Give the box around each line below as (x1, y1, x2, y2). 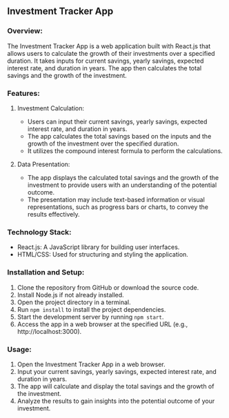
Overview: (7, 26, 43, 36)
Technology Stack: (7, 227, 72, 237)
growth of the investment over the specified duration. (27, 139, 179, 148)
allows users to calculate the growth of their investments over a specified (7, 49, 215, 57)
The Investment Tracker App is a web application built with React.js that (7, 41, 211, 50)
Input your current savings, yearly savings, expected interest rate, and (17, 367, 217, 375)
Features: (7, 88, 40, 98)
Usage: (7, 344, 32, 354)
